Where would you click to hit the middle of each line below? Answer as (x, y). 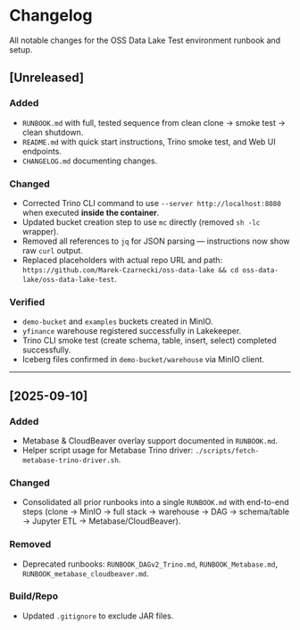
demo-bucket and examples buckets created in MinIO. (117, 321)
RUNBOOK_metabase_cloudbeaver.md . (85, 573)
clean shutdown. (53, 132)
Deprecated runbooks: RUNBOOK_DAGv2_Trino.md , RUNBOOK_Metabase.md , (150, 564)
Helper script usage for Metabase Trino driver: (108, 450)
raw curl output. (52, 250)
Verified (27, 302)
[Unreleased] (47, 78)
